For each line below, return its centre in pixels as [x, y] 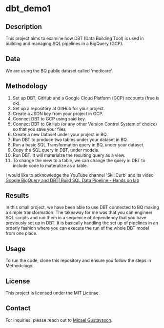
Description [24, 27]
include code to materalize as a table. [50, 165]
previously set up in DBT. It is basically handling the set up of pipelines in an [82, 223]
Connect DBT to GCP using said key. [49, 118]
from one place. [21, 234]
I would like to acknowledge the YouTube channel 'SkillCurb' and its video [80, 175]
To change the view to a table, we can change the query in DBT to [79, 160]
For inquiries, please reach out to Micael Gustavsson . [59, 320]
